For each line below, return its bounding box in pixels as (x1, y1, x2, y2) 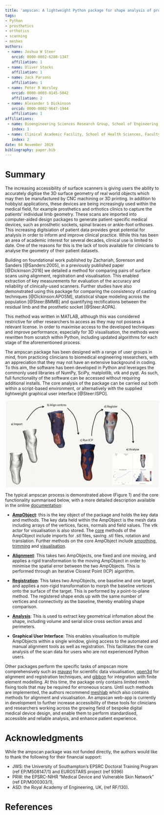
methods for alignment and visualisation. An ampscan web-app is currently (5, 695, 156, 700)
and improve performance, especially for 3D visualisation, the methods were (5, 329, 159, 335)
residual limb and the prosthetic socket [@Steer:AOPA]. (5, 304, 116, 310)
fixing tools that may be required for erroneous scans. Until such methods (5, 684, 154, 690)
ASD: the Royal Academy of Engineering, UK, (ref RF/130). (12, 784, 129, 791)
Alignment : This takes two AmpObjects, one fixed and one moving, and (12, 552, 157, 558)
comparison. (12, 604, 38, 610)
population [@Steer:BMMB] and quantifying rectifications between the (5, 299, 146, 305)
